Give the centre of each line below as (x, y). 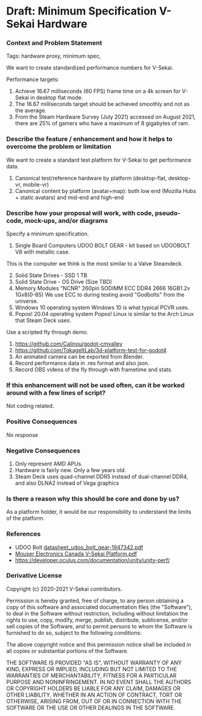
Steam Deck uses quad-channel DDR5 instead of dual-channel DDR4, (102, 476)
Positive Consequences (42, 422)
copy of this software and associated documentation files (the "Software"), (99, 607)
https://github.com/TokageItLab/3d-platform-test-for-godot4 (91, 350)
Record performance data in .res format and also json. (82, 363)
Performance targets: (33, 79)
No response (22, 435)
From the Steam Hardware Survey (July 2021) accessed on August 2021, (105, 117)
